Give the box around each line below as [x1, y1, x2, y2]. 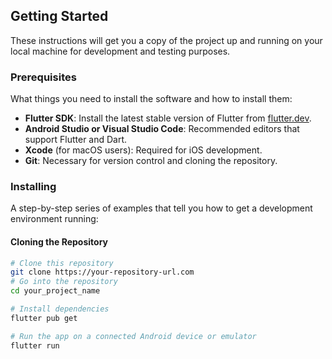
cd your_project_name [10, 286, 101, 296]
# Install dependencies [10, 304, 110, 314]
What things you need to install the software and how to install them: [10, 93, 293, 105]
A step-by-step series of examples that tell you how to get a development [10, 202, 313, 214]
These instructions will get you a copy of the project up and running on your [10, 34, 323, 46]
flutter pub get [10, 313, 78, 323]
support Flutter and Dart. [24, 134, 128, 146]
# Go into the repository [10, 277, 118, 287]
